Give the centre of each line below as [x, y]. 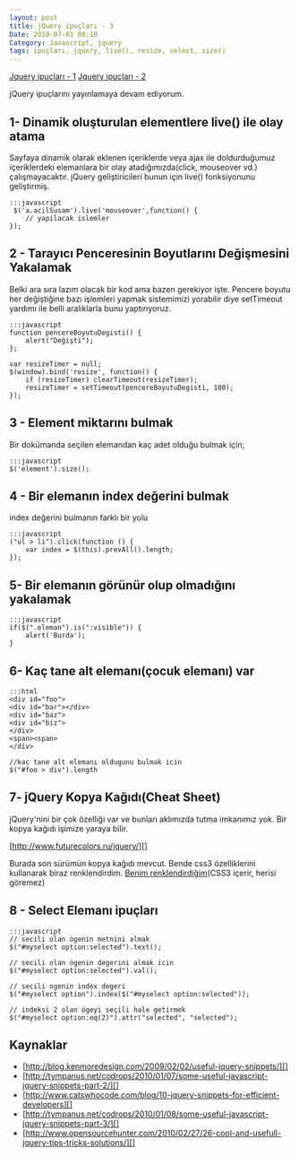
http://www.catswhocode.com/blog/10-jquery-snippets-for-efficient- [153, 1095]
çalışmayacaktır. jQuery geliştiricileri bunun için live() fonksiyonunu [132, 177]
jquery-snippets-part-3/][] [70, 1124]
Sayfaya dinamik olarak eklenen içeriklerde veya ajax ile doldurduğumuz [142, 157]
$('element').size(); [50, 469]
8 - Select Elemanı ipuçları [84, 911]
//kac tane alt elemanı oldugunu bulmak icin [95, 762]
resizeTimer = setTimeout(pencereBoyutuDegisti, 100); [130, 387]
